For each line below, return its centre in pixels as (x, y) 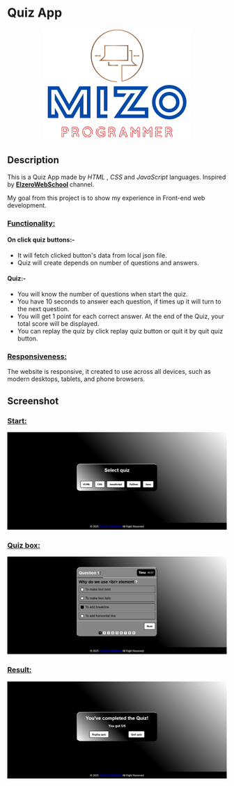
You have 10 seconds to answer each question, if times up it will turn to (119, 301)
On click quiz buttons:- (41, 240)
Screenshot (33, 401)
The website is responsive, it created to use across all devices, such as (109, 372)
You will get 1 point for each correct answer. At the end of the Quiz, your (120, 316)
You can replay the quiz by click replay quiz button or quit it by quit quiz (120, 331)
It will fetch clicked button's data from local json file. (92, 255)
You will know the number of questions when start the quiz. (102, 294)
